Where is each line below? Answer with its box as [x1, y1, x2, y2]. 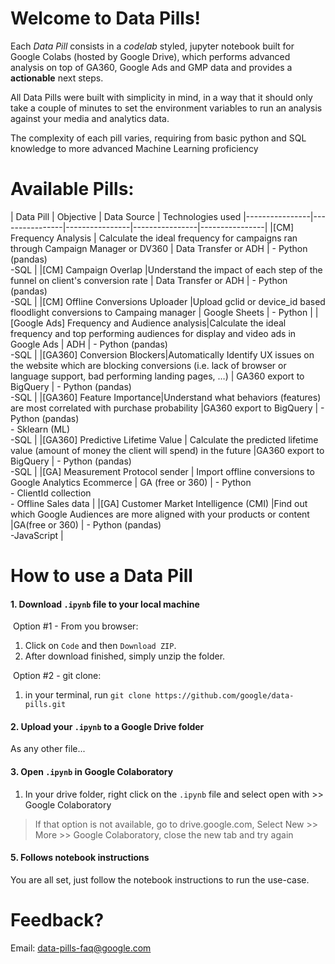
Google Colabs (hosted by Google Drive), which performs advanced [10, 50, 291, 62]
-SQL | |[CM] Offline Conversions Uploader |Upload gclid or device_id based [10, 295, 326, 307]
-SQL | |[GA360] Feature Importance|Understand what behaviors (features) [10, 391, 322, 403]
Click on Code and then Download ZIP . [24, 640, 177, 652]
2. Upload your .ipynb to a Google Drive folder [10, 720, 205, 732]
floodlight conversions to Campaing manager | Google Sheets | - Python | [10, 306, 313, 318]
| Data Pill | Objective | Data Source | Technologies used [10, 210, 242, 222]
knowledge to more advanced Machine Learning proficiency [10, 142, 259, 154]
